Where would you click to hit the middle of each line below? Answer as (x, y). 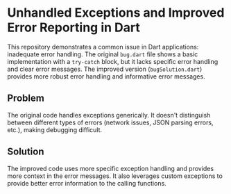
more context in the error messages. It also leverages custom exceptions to (115, 176)
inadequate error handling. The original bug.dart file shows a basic (103, 54)
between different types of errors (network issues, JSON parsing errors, (110, 122)
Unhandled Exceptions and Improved (116, 13)
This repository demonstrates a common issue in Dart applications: (103, 47)
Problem (26, 98)
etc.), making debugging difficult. (55, 129)
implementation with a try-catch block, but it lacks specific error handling (113, 61)
